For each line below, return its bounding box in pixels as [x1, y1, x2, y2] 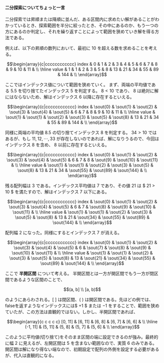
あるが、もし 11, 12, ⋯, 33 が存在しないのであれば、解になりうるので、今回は [5, 136, 159, 142]
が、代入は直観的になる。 [5, 353, 57, 359]
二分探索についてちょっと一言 [5, 4, 65, 10]
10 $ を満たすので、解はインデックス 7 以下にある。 [5, 189, 110, 195]
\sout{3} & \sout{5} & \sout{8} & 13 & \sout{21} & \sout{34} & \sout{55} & [9, 255, 156, 261]
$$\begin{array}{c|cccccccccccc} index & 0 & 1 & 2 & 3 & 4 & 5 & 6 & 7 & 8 [6, 61, 158, 67]
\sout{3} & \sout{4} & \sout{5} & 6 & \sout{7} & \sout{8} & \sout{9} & [14, 245, 151, 251]
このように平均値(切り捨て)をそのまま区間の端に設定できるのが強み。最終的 [5, 334, 158, 340]
